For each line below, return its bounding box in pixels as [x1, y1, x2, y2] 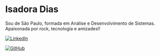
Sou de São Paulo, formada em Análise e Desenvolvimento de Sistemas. [5, 20, 155, 26]
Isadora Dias [5, 4, 59, 15]
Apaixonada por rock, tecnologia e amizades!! [5, 25, 101, 31]
